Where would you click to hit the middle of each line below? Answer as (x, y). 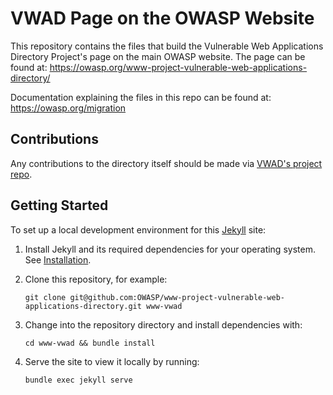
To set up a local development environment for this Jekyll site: (138, 229)
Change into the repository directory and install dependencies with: (163, 324)
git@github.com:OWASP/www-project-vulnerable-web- (177, 297)
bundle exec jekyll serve (78, 380)
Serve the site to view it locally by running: (112, 361)
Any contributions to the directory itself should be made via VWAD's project (166, 163)
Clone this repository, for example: (96, 279)
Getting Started (59, 205)
